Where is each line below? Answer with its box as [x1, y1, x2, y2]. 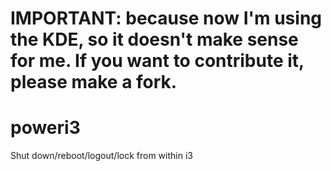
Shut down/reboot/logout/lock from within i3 [10, 150, 193, 162]
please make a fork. [10, 71, 178, 94]
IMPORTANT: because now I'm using [10, 7, 322, 30]
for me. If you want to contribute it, [10, 50, 305, 72]
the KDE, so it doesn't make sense [10, 28, 299, 51]
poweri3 [10, 117, 81, 139]
